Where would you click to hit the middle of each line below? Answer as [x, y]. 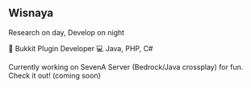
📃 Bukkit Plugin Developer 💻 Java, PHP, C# [81, 48]
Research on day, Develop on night [67, 32]
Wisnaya [31, 13]
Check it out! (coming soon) [54, 75]
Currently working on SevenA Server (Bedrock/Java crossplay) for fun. [126, 66]
